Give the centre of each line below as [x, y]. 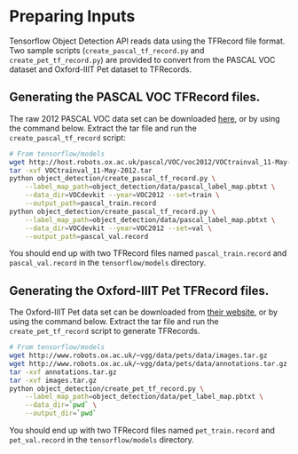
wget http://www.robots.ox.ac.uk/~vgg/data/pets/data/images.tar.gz [138, 356]
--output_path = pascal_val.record [87, 236]
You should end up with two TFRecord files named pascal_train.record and [148, 253]
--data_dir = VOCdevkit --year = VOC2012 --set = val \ [119, 228]
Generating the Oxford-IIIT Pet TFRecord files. [139, 291]
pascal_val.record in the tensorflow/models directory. [108, 263]
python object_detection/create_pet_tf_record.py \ [106, 388]
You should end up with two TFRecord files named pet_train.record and [142, 430]
